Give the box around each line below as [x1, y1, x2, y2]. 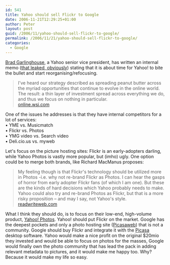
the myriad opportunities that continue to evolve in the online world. [17, 85, 160, 91]
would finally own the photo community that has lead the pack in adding [5, 243, 157, 249]
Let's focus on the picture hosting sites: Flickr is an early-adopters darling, [5, 148, 161, 154]
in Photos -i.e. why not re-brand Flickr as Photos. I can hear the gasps [17, 174, 165, 180]
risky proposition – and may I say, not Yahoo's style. [17, 195, 127, 202]
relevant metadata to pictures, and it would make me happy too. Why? [5, 248, 152, 254]
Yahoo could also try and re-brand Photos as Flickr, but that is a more [17, 190, 164, 196]
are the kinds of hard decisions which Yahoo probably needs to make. [17, 185, 164, 191]
